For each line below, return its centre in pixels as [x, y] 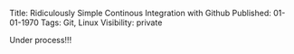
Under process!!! [41, 40]
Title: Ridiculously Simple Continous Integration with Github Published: [140, 13]
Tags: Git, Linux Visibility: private [101, 22]
